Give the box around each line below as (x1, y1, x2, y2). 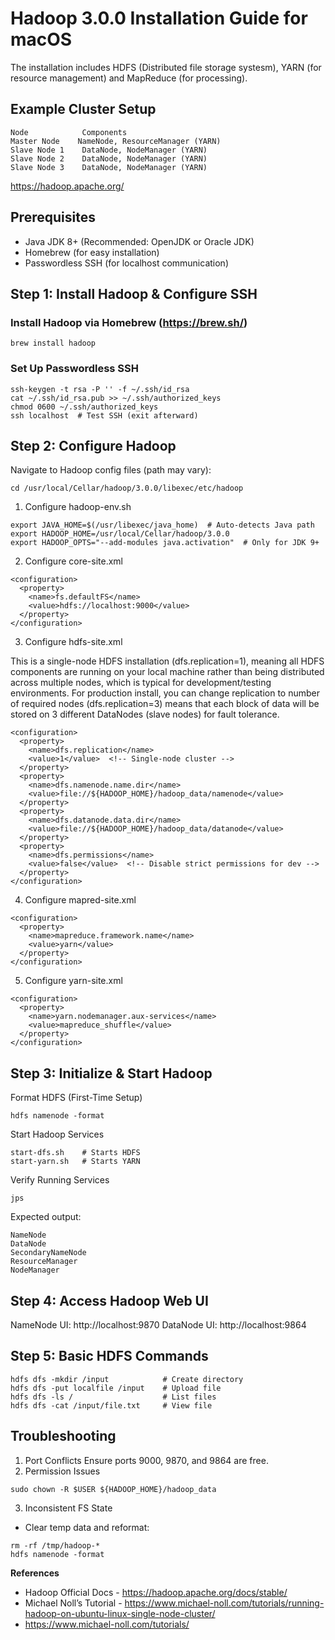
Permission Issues (24, 1465, 101, 1477)
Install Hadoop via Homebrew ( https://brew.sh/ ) (10, 315, 248, 329)
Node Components (10, 127, 128, 137)
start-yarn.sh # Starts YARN (10, 1157, 141, 1167)
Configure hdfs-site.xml (24, 636, 123, 648)
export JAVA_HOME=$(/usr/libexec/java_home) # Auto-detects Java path (10, 520, 315, 531)
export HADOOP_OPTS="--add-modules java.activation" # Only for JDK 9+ (10, 538, 320, 548)
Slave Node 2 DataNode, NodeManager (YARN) (10, 153, 208, 164)
